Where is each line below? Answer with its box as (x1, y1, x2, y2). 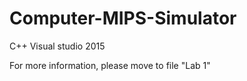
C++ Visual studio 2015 (9, 40, 106, 52)
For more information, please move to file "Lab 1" (9, 59, 211, 71)
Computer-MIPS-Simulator (9, 7, 237, 30)
